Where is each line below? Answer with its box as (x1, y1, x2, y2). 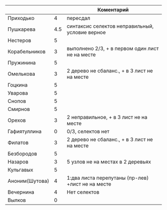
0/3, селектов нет (67, 128, 110, 135)
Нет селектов (67, 189, 99, 195)
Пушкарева (7, 26, 36, 33)
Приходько (7, 15, 35, 21)
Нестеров (7, 37, 31, 44)
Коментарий (97, 6, 129, 13)
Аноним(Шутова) (7, 178, 50, 184)
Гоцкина (7, 82, 28, 88)
